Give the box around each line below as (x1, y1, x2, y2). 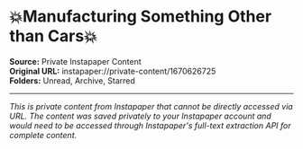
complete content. (9, 129, 78, 140)
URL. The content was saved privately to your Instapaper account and (9, 110, 272, 121)
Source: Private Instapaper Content (9, 56, 142, 66)
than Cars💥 (9, 26, 97, 47)
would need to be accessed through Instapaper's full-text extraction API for (9, 119, 291, 131)
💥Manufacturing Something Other (9, 6, 272, 27)
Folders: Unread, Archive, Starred (9, 74, 135, 86)
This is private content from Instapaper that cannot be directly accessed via (9, 101, 293, 111)
